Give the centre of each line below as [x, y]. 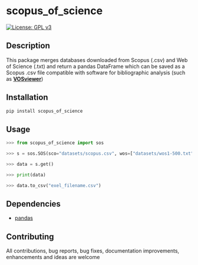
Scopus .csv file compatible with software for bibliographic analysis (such [96, 73]
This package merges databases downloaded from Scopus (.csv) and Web [97, 60]
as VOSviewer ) [25, 78]
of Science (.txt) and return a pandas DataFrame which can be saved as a [95, 66]
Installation [27, 98]
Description [28, 46]
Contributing [30, 236]
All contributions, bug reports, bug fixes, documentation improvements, [93, 251]
